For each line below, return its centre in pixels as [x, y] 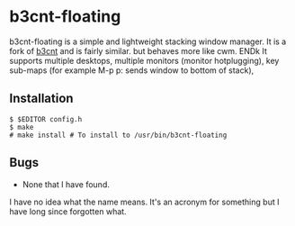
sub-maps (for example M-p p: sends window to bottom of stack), [132, 70]
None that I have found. [66, 184]
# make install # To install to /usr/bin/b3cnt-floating [118, 135]
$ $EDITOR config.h [46, 119]
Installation [41, 99]
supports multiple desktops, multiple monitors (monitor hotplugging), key [144, 60]
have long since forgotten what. [68, 211]
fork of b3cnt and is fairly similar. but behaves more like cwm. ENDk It [139, 50]
